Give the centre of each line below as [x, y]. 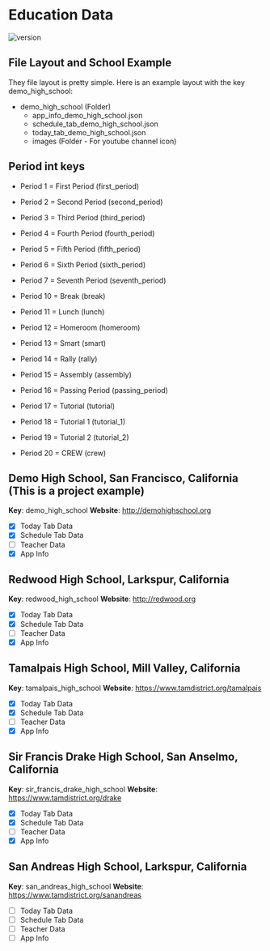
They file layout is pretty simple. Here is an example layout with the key [127, 82]
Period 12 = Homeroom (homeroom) [80, 327]
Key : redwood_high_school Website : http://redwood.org [102, 599]
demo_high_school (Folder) [65, 106]
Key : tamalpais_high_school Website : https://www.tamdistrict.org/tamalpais [135, 688]
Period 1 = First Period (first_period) [80, 186]
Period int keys [47, 166]
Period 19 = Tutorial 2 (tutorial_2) [74, 437]
